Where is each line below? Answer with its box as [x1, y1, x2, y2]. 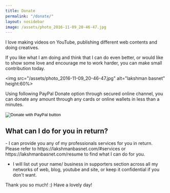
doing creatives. [5, 45, 39, 51]
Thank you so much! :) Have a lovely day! [5, 182, 93, 188]
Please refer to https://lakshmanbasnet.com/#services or [5, 146, 126, 152]
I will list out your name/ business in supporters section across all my [12, 161, 158, 167]
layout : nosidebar [5, 19, 45, 24]
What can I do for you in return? [5, 126, 109, 135]
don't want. [12, 172, 37, 178]
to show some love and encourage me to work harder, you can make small [5, 60, 162, 66]
